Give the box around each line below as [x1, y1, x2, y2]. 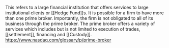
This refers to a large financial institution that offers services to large [5, 5, 149, 10]
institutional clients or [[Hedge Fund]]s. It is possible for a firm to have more [5, 10, 164, 16]
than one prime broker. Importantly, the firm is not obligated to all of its [5, 15, 154, 21]
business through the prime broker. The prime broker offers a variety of [5, 20, 155, 27]
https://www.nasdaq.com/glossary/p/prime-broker [5, 37, 111, 43]
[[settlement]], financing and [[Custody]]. [5, 32, 92, 37]
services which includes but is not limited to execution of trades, [5, 26, 140, 32]
